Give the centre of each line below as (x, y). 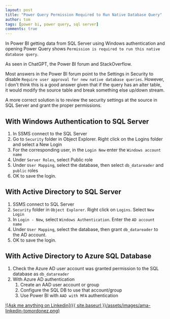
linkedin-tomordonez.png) (32, 310)
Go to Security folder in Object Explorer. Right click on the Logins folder (88, 139)
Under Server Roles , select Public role (53, 159)
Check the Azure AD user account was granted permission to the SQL (86, 268)
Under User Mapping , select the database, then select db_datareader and (88, 165)
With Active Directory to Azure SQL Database (78, 256)
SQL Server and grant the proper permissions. (54, 105)
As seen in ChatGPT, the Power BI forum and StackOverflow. (69, 64)
